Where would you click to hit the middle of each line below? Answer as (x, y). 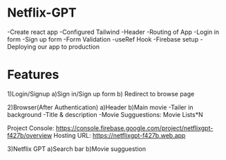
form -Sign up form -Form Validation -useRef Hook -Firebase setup (103, 39)
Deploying (22, 46)
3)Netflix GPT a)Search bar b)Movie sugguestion (77, 149)
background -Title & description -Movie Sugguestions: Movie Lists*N (105, 114)
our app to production (69, 46)
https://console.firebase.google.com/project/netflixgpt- (134, 128)
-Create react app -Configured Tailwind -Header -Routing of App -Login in (113, 32)
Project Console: (31, 128)
